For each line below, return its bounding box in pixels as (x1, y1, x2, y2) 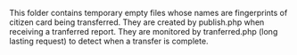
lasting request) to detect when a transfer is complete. (9, 35, 209, 46)
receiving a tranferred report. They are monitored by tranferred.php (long (9, 27, 278, 36)
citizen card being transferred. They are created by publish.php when (9, 17, 265, 27)
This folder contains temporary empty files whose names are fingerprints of (9, 8, 288, 18)
